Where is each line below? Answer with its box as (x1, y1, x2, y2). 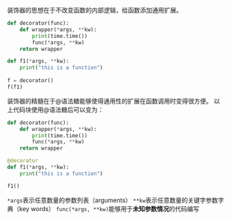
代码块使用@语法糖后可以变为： (12, 106, 104, 114)
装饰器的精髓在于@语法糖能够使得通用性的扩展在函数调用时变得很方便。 (7, 97, 212, 105)
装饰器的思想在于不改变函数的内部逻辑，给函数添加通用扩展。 (7, 6, 183, 14)
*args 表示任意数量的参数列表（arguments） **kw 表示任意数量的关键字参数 (7, 196, 219, 204)
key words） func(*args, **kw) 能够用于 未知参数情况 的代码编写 (19, 204, 200, 212)
